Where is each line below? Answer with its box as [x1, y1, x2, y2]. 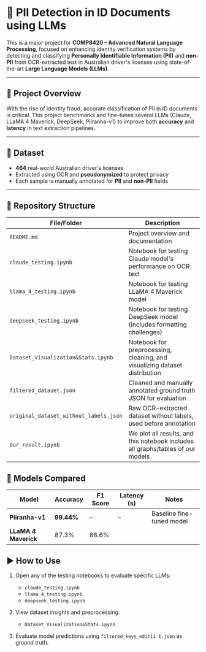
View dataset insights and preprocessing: [15, 608, 120, 616]
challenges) [128, 328, 162, 337]
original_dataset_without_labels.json [9, 412, 123, 420]
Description [145, 219, 180, 228]
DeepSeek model [128, 313, 178, 321]
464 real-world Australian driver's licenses [15, 164, 124, 171]
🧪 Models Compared [6, 473, 86, 483]
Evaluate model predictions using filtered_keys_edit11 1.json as [15, 632, 183, 640]
